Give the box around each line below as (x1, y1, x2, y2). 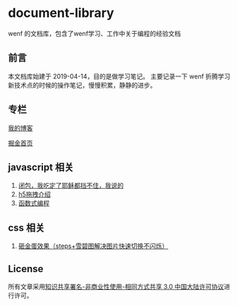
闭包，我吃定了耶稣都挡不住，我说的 (18, 182, 124, 190)
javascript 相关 (8, 161, 74, 173)
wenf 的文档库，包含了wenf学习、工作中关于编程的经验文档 (8, 29, 181, 37)
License (8, 263, 44, 275)
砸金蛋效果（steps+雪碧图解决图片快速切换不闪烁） (18, 242, 169, 250)
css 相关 (8, 221, 45, 234)
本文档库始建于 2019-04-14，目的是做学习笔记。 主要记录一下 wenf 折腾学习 (8, 72, 231, 81)
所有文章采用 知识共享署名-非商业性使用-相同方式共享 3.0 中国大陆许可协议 (8, 283, 224, 290)
